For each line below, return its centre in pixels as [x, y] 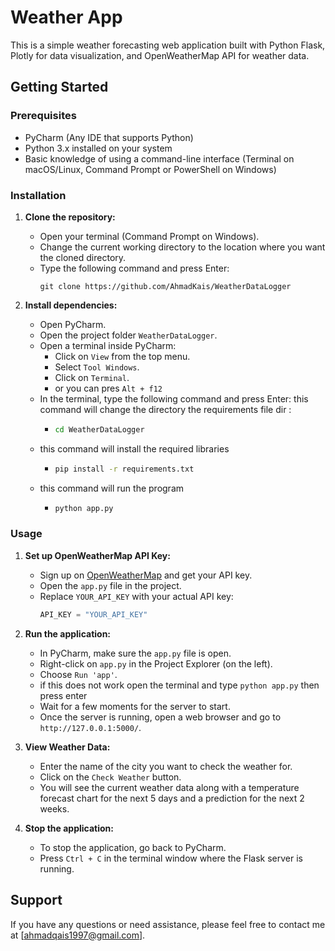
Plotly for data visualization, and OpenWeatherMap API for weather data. [160, 55]
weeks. [54, 808]
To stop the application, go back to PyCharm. [133, 847]
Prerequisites [43, 116]
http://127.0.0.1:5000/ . [90, 727]
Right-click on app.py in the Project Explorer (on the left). [156, 663]
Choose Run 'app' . [78, 674]
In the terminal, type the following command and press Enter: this [174, 398]
